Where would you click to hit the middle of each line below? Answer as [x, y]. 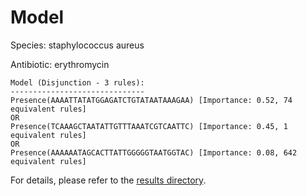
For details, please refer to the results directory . [108, 180]
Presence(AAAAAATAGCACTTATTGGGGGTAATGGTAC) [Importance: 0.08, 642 [154, 152]
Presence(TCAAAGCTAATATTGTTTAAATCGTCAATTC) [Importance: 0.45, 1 [149, 126]
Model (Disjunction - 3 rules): [77, 82]
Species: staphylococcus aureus [77, 45]
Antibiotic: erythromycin [60, 64]
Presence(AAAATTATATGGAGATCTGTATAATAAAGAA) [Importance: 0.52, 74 [151, 100]
